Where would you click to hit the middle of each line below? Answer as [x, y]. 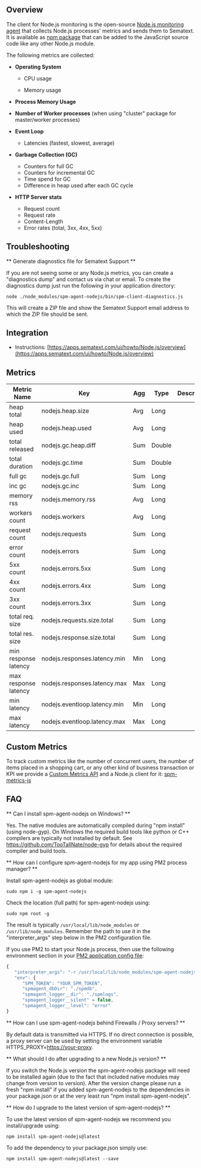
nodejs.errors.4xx [66, 586]
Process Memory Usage [45, 101]
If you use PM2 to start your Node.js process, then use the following [90, 949]
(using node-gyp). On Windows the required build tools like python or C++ [98, 832]
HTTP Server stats [38, 197]
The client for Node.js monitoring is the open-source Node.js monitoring [95, 24]
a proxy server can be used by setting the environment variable [84, 1041]
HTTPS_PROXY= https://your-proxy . [50, 1047]
